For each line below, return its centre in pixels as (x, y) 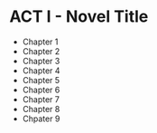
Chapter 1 (40, 42)
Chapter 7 (41, 99)
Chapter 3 (41, 61)
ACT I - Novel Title (79, 17)
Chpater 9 (41, 119)
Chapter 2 (41, 51)
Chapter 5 (41, 80)
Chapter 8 (41, 109)
